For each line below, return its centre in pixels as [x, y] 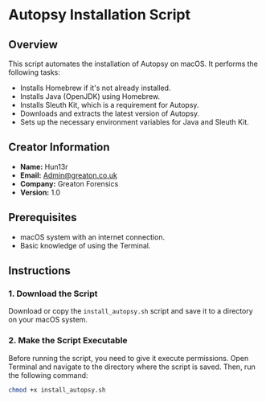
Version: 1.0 [40, 192]
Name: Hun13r [44, 166]
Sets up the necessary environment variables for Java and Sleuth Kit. [134, 122]
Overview [33, 45]
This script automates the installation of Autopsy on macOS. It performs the [133, 64]
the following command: [48, 375]
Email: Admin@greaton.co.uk [69, 175]
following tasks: [34, 72]
